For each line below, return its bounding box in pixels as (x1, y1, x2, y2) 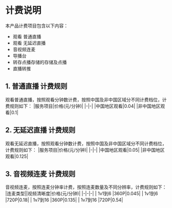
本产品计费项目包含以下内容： (5, 23, 68, 29)
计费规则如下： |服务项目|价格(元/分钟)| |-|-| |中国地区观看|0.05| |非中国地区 (5, 147, 165, 153)
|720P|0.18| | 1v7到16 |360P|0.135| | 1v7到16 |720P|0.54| (5, 197, 123, 203)
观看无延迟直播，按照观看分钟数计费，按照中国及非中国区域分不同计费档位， (5, 140, 167, 147)
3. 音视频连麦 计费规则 (5, 170, 76, 178)
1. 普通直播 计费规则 (5, 82, 68, 91)
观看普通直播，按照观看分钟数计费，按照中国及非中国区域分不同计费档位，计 (5, 96, 167, 102)
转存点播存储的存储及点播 (12, 59, 67, 65)
